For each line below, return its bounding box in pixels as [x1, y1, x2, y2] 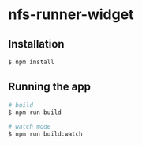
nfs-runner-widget [8, 6, 134, 24]
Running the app [8, 80, 91, 94]
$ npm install [8, 58, 55, 66]
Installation [8, 37, 65, 51]
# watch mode [8, 123, 51, 131]
